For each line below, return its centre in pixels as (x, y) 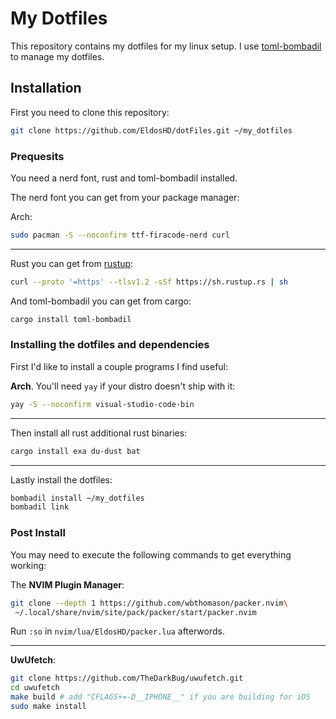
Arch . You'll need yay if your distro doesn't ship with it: (123, 386)
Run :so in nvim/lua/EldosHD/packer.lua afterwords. (117, 631)
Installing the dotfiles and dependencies (110, 345)
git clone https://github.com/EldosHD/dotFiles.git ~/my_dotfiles (151, 130)
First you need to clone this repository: (90, 112)
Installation (46, 88)
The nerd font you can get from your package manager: (125, 197)
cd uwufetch (35, 688)
